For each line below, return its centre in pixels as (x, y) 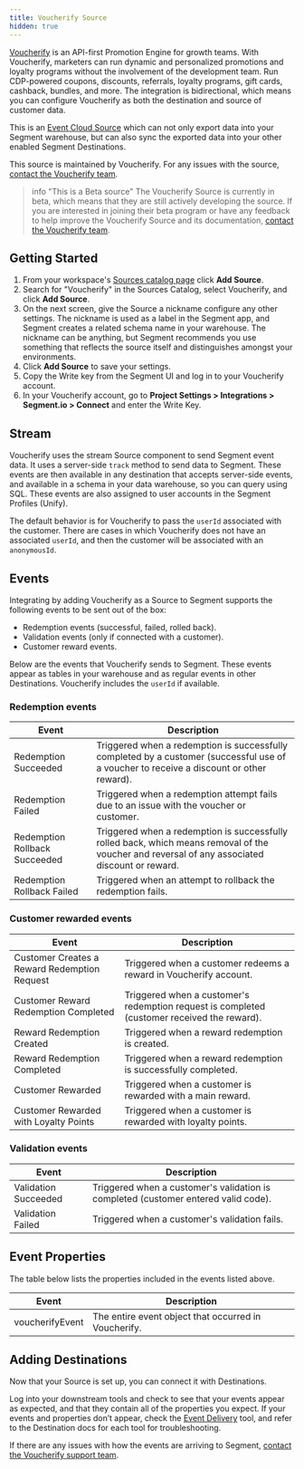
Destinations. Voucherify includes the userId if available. (114, 683)
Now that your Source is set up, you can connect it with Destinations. (138, 1381)
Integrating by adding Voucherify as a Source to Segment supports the (141, 600)
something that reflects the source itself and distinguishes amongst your (157, 347)
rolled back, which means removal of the (182, 843)
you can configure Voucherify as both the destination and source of (136, 100)
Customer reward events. (70, 646)
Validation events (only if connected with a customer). (123, 637)
